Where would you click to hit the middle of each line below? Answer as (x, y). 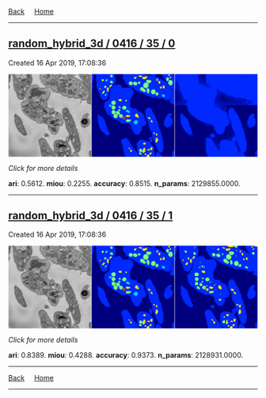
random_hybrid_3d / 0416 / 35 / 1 (91, 216)
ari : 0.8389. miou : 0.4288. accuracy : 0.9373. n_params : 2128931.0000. (126, 355)
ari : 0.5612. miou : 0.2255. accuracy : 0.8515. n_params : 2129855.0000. (125, 183)
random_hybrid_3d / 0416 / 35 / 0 (92, 44)
